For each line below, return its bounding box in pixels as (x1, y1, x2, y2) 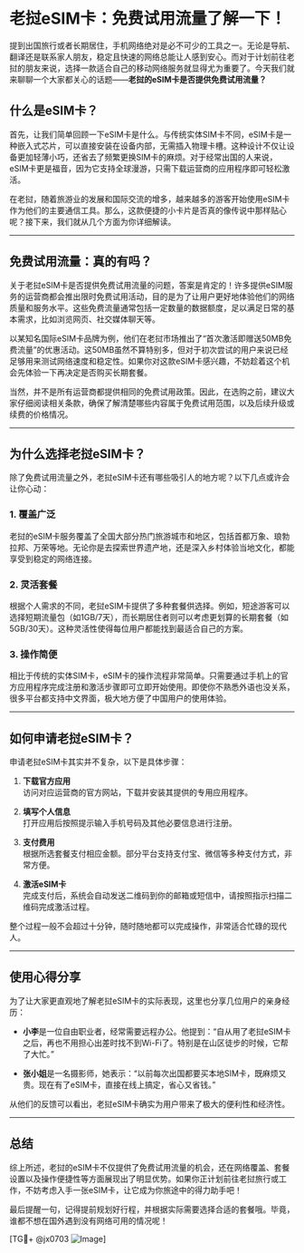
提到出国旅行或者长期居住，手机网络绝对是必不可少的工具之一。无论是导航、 (9, 40, 295, 51)
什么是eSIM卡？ (9, 103, 99, 119)
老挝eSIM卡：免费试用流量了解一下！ (9, 8, 287, 29)
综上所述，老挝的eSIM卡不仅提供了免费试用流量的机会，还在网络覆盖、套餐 (9, 1161, 290, 1172)
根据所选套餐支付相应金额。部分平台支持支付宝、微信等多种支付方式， (22, 849, 285, 860)
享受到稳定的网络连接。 (9, 553, 97, 564)
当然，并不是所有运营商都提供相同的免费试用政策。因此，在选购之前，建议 (9, 386, 287, 397)
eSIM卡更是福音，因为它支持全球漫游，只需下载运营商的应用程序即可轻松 (9, 162, 282, 173)
